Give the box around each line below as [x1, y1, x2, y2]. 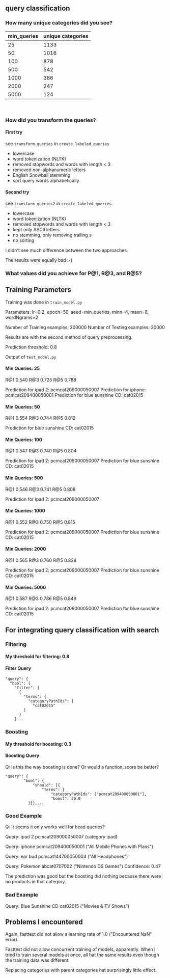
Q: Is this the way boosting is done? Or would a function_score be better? [5, 764, 159, 770]
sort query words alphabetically [12, 177, 79, 183]
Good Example [5, 812, 42, 819]
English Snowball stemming [12, 172, 71, 178]
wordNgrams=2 [5, 314, 38, 320]
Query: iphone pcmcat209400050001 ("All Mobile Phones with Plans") [5, 844, 154, 850]
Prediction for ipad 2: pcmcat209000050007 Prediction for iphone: [5, 387, 146, 393]
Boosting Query [5, 752, 40, 758]
